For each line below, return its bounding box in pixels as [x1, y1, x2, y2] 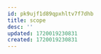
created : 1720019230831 [7, 36, 78, 43]
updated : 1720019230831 [7, 29, 78, 37]
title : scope [7, 17, 46, 24]
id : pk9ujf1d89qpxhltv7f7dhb [7, 10, 94, 18]
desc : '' [7, 23, 33, 30]
